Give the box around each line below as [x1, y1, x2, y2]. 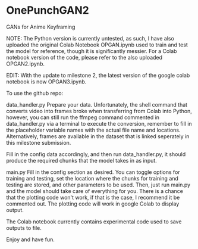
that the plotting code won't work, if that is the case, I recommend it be [6, 194, 180, 201]
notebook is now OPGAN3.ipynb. [6, 78, 87, 85]
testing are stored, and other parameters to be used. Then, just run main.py [6, 181, 191, 188]
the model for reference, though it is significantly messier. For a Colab [6, 47, 177, 54]
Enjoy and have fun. [6, 236, 55, 243]
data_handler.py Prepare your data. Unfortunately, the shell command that [6, 101, 188, 108]
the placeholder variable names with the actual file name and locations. [6, 126, 181, 133]
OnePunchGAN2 [6, 4, 89, 17]
